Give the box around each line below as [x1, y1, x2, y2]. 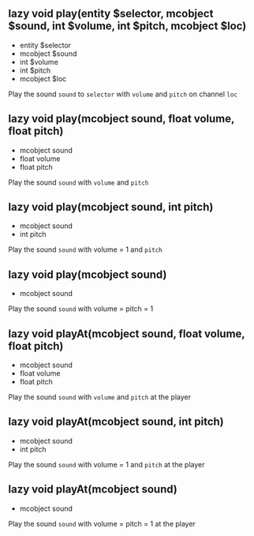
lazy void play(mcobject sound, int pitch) [8, 201, 214, 214]
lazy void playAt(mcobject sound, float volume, [8, 327, 245, 340]
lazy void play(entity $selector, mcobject [8, 7, 214, 21]
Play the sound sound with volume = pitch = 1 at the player [8, 519, 196, 528]
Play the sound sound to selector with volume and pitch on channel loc [8, 89, 238, 99]
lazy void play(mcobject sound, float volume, [8, 112, 235, 126]
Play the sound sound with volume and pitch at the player [8, 392, 192, 402]
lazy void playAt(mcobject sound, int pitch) [8, 415, 225, 429]
